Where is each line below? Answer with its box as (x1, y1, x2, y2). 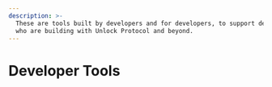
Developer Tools (8, 61, 121, 80)
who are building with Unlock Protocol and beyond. (15, 27, 194, 35)
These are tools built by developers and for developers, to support (15, 19, 255, 27)
